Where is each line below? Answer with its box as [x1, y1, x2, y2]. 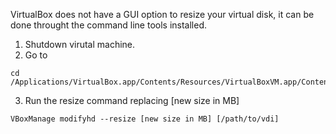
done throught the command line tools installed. [10, 19, 208, 31]
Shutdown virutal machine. [24, 39, 136, 50]
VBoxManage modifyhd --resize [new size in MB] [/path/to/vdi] [10, 114, 280, 124]
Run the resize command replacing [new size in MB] [24, 95, 240, 106]
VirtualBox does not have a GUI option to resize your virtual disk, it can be [10, 9, 315, 20]
